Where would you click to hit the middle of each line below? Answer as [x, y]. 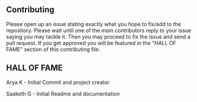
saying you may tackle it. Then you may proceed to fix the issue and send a [99, 36]
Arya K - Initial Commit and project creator [58, 82]
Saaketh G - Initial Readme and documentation [63, 94]
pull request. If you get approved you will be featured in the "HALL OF [91, 43]
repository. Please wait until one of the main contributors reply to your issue [99, 30]
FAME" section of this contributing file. [53, 49]
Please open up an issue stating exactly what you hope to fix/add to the [94, 24]
